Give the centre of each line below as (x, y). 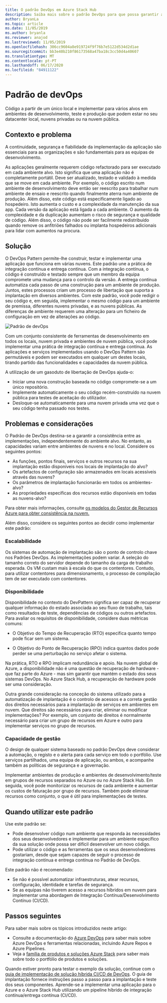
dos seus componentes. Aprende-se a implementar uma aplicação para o (81, 985)
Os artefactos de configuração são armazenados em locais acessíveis (84, 472)
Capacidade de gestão (33, 738)
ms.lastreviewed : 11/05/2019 (35, 42)
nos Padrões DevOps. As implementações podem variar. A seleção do (77, 557)
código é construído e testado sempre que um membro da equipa (73, 274)
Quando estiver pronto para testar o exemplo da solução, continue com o (80, 969)
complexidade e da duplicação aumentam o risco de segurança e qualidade (83, 214)
